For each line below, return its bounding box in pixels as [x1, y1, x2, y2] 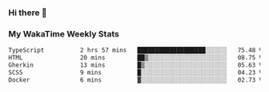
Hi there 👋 [8, 7, 48, 18]
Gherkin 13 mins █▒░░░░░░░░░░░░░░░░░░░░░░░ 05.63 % [8, 61, 263, 69]
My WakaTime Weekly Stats [8, 28, 120, 39]
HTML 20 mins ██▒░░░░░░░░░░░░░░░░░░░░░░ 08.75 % [8, 54, 263, 62]
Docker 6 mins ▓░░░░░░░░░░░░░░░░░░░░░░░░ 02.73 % [8, 75, 263, 84]
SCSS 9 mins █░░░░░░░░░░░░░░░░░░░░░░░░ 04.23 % [8, 68, 263, 76]
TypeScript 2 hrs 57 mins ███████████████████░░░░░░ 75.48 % [8, 47, 263, 55]
